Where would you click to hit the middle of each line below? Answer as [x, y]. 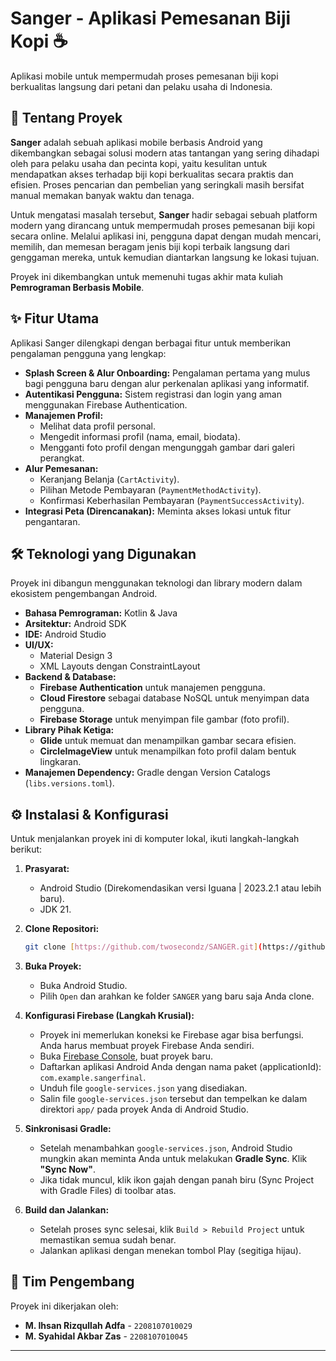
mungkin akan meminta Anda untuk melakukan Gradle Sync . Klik [173, 1159]
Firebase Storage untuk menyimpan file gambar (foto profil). [164, 719]
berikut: [26, 849]
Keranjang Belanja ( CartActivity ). [109, 479]
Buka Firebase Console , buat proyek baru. [126, 1056]
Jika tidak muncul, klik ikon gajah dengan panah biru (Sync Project [176, 1180]
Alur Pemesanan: [61, 468]
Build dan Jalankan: [67, 1210]
